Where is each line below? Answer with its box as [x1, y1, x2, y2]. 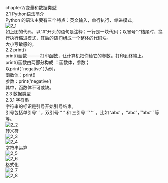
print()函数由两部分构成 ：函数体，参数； [5, 59, 90, 65]
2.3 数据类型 [5, 91, 31, 97]
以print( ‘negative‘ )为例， [5, 66, 59, 72]
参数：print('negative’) [5, 78, 52, 84]
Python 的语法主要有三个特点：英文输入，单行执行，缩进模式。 [5, 17, 136, 23]
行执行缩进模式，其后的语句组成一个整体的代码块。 [5, 35, 111, 41]
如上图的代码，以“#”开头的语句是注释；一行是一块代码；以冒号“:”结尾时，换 [5, 29, 163, 34]
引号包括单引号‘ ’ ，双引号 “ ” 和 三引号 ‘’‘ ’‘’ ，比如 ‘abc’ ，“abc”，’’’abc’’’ [5, 110, 154, 115]
